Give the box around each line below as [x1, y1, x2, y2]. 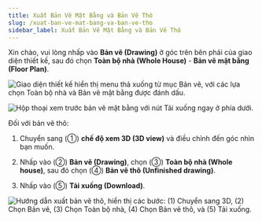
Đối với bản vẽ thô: [8, 119, 69, 128]
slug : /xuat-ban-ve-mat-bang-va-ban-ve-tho [8, 19, 153, 27]
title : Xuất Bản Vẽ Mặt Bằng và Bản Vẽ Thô [8, 11, 153, 20]
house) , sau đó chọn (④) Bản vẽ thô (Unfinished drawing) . [19, 166, 216, 176]
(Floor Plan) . [8, 65, 50, 74]
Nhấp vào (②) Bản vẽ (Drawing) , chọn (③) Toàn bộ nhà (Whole [19, 157, 233, 167]
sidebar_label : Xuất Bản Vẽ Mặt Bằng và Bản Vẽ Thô [8, 26, 181, 34]
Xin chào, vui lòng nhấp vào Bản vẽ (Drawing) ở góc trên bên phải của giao [8, 48, 253, 57]
